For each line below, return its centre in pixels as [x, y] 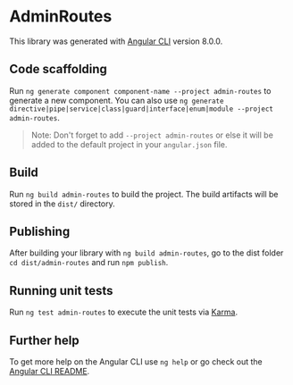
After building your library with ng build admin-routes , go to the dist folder [146, 253]
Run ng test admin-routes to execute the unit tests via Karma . [124, 312]
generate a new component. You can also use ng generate [117, 100]
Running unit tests [61, 291]
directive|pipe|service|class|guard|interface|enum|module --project [142, 109]
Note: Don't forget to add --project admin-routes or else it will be [152, 135]
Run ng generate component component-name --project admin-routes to [140, 90]
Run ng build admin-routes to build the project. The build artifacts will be [144, 194]
